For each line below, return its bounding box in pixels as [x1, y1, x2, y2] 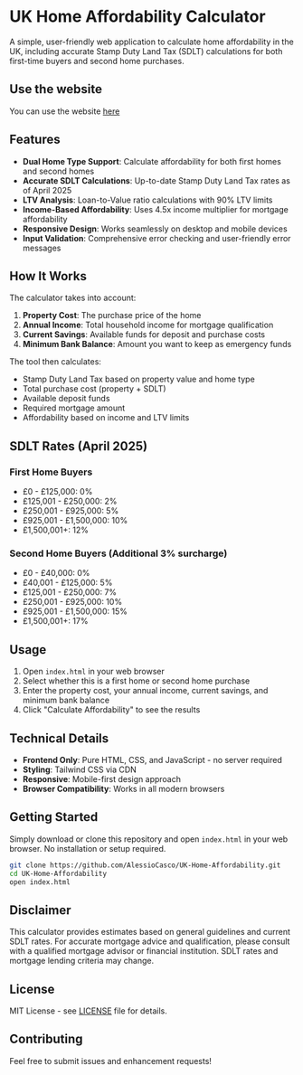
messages [22, 242, 62, 253]
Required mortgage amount [22, 402, 126, 413]
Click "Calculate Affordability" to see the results [22, 704, 201, 715]
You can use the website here [9, 106, 120, 117]
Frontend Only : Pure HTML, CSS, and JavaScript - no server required [22, 754, 282, 765]
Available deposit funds [22, 393, 110, 404]
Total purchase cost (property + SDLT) [22, 383, 166, 394]
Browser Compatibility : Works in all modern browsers [22, 783, 225, 794]
